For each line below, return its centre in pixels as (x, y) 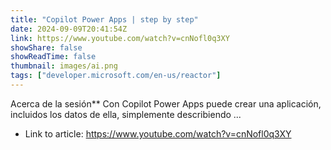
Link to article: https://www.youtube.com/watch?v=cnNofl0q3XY (158, 133)
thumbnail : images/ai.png (64, 66)
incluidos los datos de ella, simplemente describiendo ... (126, 114)
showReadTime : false (53, 57)
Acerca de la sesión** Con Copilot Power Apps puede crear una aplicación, (166, 103)
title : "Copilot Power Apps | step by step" (104, 19)
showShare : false (46, 47)
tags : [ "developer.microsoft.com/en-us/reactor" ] (116, 76)
